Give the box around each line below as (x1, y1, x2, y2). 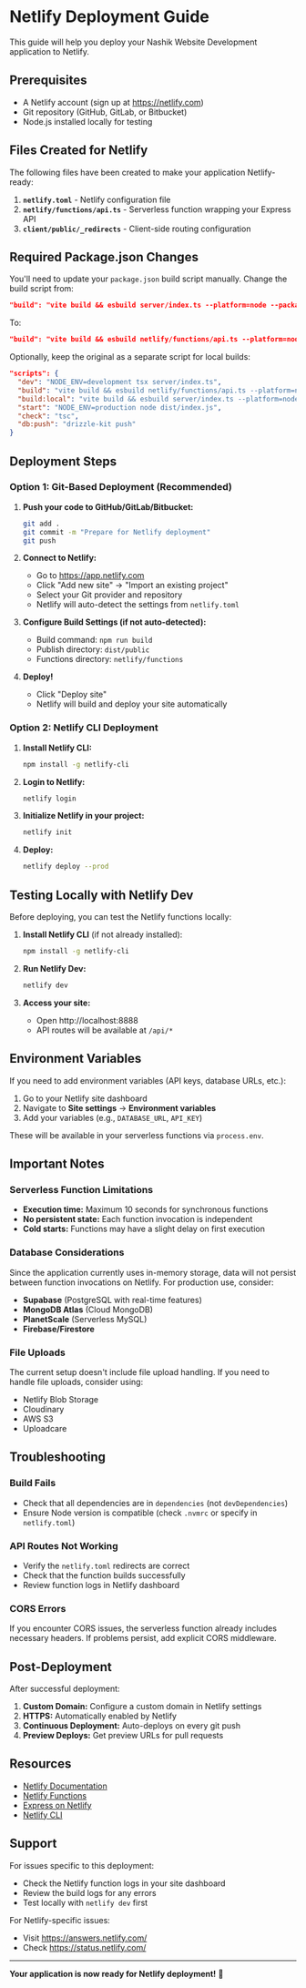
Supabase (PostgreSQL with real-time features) (22, 1294, 203, 1305)
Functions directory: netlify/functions (36, 654, 184, 665)
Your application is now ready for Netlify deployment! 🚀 (9, 1968, 224, 1979)
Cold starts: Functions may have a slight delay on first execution (22, 1223, 266, 1235)
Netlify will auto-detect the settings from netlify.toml (36, 599, 240, 610)
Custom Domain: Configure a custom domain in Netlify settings (22, 1700, 262, 1711)
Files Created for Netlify (9, 143, 148, 158)
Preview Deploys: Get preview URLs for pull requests (22, 1729, 224, 1740)
